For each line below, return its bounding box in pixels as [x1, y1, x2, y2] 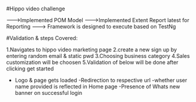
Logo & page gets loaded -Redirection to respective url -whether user [14, 77, 188, 84]
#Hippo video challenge [6, 5, 65, 12]
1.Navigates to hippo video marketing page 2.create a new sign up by [6, 46, 177, 53]
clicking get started [6, 65, 54, 72]
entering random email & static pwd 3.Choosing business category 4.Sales [6, 52, 190, 59]
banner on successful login [14, 89, 83, 96]
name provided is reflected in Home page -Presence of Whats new [14, 83, 180, 90]
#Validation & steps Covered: [6, 35, 78, 41]
